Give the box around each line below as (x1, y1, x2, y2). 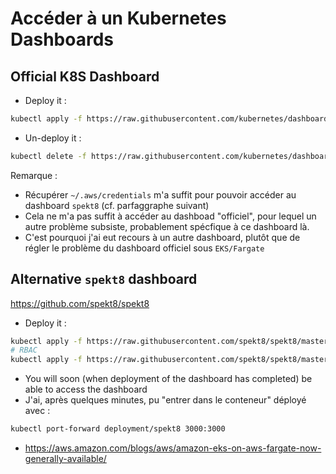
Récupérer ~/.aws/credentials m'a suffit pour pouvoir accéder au (24, 188, 297, 201)
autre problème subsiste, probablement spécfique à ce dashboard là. (24, 220, 310, 232)
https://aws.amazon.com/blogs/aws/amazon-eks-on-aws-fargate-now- (24, 442, 322, 454)
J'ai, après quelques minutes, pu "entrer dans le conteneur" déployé (24, 394, 307, 406)
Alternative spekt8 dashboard (10, 271, 198, 288)
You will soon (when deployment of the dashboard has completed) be (24, 373, 313, 385)
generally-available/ (24, 453, 107, 465)
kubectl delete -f (10, 151, 87, 161)
